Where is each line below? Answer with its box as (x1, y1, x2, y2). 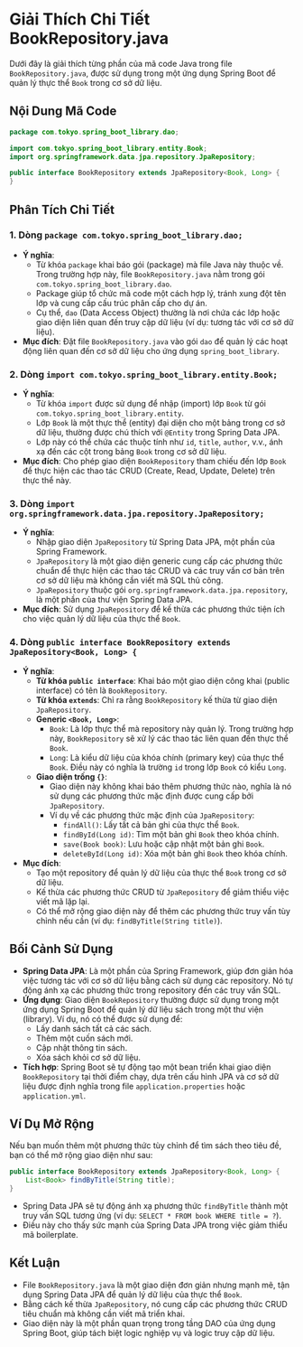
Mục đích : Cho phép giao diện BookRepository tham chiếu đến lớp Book (22, 456, 287, 467)
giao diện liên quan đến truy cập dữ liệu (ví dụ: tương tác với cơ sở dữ (35, 316, 294, 327)
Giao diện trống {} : (35, 771, 108, 781)
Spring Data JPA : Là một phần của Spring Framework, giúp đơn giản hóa (22, 965, 294, 976)
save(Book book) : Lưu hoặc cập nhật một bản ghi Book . (62, 838, 265, 849)
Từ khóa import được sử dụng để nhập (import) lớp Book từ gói (35, 398, 266, 409)
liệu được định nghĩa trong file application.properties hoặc (22, 1080, 246, 1091)
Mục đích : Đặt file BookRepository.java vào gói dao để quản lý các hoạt (22, 335, 289, 347)
